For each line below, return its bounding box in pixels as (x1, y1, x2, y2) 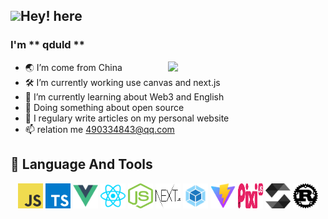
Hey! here (20, 8, 83, 25)
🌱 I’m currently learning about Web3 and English (24, 90, 225, 103)
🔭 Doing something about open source (24, 101, 185, 113)
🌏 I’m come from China (24, 61, 123, 73)
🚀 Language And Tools (10, 156, 153, 173)
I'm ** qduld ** (10, 38, 85, 52)
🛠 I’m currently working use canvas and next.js (24, 76, 221, 88)
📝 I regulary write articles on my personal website (24, 112, 230, 124)
